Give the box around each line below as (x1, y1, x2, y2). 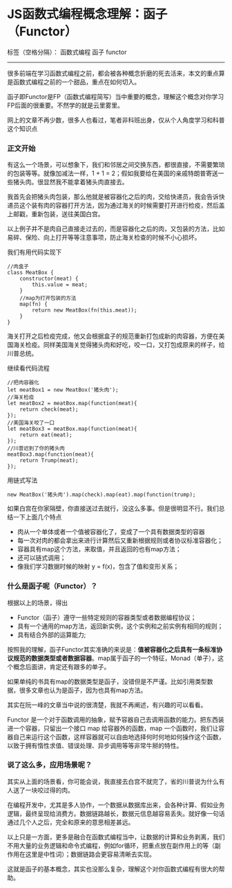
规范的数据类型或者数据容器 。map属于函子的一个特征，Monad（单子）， (12, 654, 218, 662)
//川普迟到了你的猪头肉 (7, 445, 66, 452)
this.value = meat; (32, 281, 88, 288)
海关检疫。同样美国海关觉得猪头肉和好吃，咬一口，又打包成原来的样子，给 (12, 341, 225, 349)
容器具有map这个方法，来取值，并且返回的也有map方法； (17, 545, 182, 553)
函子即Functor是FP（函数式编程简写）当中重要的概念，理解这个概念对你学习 (7, 92, 224, 100)
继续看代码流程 (7, 364, 50, 373)
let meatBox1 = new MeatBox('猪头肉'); (7, 387, 119, 393)
